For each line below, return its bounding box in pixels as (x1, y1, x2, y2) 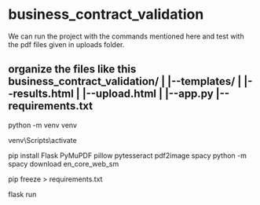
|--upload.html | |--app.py (82, 87, 214, 101)
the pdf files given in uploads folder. (8, 39, 125, 49)
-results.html (8, 87, 75, 101)
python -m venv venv (8, 120, 77, 130)
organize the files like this (8, 63, 137, 76)
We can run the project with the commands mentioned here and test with (8, 31, 245, 41)
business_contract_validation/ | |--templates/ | (8, 75, 242, 88)
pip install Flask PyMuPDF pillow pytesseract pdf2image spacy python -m (8, 151, 247, 160)
